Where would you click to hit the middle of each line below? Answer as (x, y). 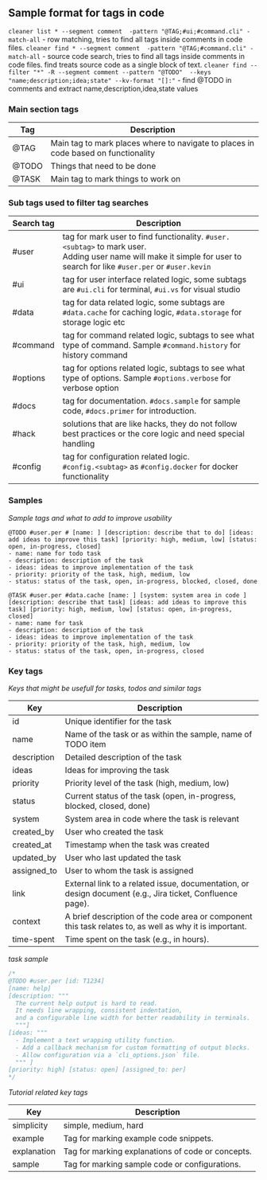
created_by (33, 832)
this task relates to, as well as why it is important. (156, 926)
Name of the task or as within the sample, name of (159, 734)
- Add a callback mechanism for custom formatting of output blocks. (133, 1047)
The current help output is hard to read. (87, 1003)
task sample (29, 959)
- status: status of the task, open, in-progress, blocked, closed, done (133, 581)
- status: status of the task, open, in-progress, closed (106, 651)
